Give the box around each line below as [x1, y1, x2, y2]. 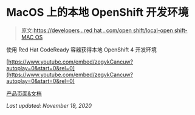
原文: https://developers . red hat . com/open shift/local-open [21, 27, 173, 34]
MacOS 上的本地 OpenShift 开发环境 [6, 5, 189, 19]
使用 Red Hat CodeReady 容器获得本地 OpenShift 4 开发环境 [6, 46, 157, 53]
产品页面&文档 [6, 90, 43, 97]
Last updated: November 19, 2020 [6, 102, 92, 109]
